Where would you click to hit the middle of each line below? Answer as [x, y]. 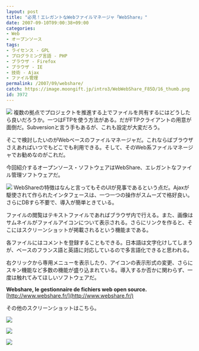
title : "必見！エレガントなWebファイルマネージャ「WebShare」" [77, 17]
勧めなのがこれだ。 [45, 155]
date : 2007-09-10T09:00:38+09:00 [48, 23]
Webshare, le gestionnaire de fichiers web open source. [77, 289]
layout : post [22, 12]
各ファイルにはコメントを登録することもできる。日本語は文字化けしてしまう [99, 242]
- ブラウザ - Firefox [31, 61]
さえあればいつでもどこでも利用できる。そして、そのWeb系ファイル [89, 147]
